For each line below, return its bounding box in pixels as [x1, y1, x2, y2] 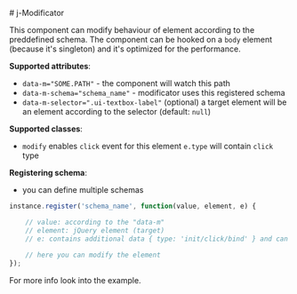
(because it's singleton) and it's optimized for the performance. [9, 44, 242, 54]
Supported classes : [9, 123, 83, 134]
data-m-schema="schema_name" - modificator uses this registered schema [21, 88, 286, 98]
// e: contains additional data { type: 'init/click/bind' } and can [25, 234, 289, 243]
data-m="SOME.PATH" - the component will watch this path [21, 78, 231, 88]
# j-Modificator [9, 8, 65, 18]
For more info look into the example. [9, 275, 141, 286]
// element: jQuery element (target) [25, 226, 165, 234]
